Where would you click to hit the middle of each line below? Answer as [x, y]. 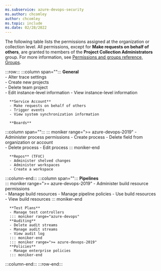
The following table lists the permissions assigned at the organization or [77, 42]
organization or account [29, 143]
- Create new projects [27, 82]
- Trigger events [27, 110]
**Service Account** [30, 102]
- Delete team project [26, 87]
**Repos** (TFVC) [27, 157]
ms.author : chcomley [26, 14]
